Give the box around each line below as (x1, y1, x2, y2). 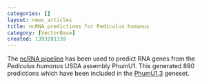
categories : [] (7, 10, 51, 17)
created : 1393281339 (7, 36, 67, 43)
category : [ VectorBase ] (7, 29, 76, 36)
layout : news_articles (7, 17, 72, 23)
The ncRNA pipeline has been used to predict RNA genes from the (7, 54, 196, 63)
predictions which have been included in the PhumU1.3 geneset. (7, 70, 190, 78)
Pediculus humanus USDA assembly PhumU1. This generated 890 (7, 62, 195, 70)
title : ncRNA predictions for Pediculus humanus (7, 23, 150, 30)
